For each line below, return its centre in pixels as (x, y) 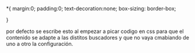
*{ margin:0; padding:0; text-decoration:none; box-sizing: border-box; (91, 9)
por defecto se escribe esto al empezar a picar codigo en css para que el (95, 31)
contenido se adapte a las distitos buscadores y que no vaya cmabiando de (98, 37)
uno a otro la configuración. (40, 44)
